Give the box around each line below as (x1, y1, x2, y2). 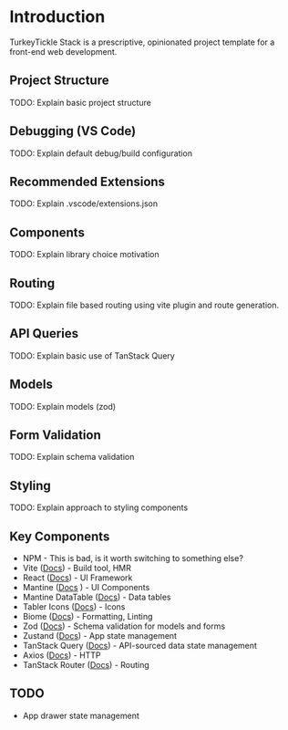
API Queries (9, 326, 79, 341)
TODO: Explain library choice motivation (9, 249, 159, 260)
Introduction (9, 6, 106, 27)
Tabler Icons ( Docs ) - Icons (22, 601, 126, 612)
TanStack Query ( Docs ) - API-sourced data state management (22, 641, 258, 652)
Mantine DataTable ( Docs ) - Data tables (22, 591, 171, 603)
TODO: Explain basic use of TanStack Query (9, 349, 175, 361)
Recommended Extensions (9, 173, 166, 189)
